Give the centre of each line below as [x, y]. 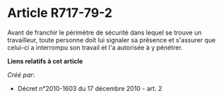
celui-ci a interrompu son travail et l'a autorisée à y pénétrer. [95, 47]
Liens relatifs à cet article [45, 61]
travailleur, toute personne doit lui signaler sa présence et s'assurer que [111, 39]
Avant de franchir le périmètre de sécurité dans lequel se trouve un [105, 32]
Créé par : [21, 75]
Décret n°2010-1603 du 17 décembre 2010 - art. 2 [90, 88]
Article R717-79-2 [60, 13]
